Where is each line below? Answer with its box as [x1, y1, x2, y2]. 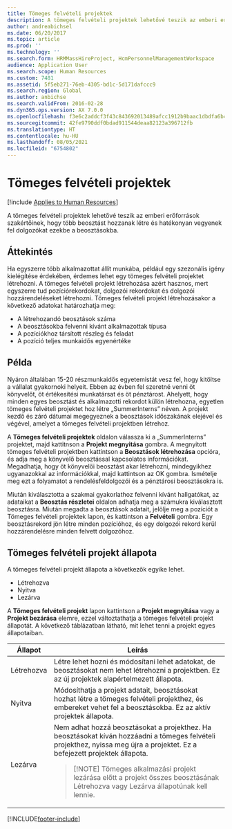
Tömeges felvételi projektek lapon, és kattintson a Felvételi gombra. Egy [7, 512, 213, 520]
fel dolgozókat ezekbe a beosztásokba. [7, 226, 119, 234]
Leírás [127, 645, 148, 655]
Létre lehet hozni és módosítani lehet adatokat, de [54, 657, 216, 666]
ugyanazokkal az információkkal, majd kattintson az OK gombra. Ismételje [7, 469, 217, 477]
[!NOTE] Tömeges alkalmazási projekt [73, 764, 197, 774]
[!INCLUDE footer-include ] [7, 814, 81, 823]
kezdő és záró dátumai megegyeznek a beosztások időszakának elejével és [7, 412, 223, 420]
